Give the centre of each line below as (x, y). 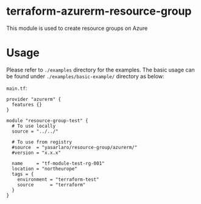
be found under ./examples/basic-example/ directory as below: (85, 76)
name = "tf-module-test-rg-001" (58, 163)
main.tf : (17, 88)
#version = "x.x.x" (37, 153)
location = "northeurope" (45, 169)
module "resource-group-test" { (47, 120)
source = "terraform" (51, 184)
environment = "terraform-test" (58, 179)
